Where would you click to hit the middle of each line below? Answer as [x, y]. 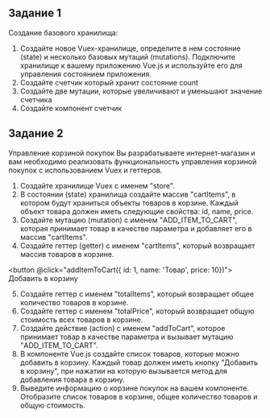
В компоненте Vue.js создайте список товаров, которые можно [130, 354]
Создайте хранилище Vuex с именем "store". [97, 185]
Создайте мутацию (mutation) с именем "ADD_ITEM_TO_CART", [129, 220]
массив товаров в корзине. [67, 254]
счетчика [36, 99]
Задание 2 [36, 133]
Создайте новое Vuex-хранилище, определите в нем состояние [130, 48]
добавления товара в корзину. [72, 379]
